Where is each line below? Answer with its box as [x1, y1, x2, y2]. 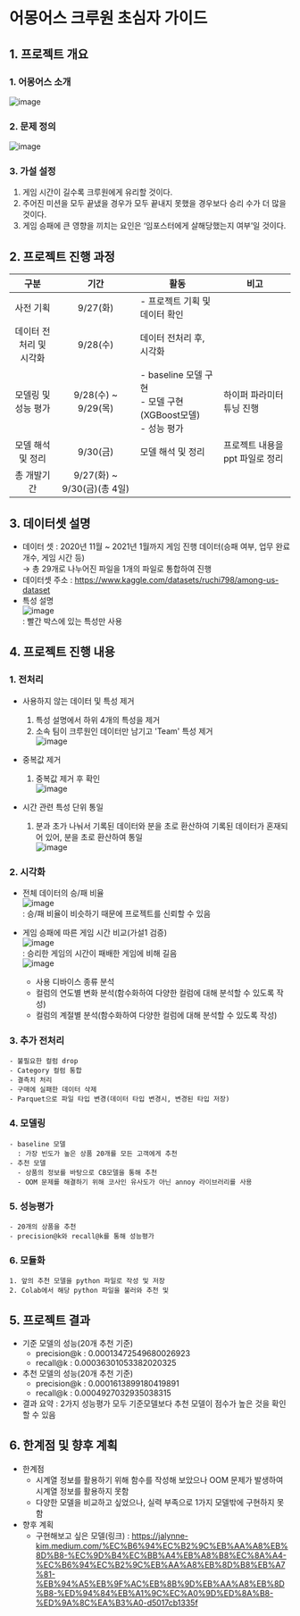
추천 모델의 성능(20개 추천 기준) [21, 1368, 134, 1379]
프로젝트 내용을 [222, 439, 284, 452]
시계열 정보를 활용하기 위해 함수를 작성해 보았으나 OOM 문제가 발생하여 [35, 1474, 284, 1485]
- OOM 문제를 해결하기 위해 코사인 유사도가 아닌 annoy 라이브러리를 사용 [17, 1178, 253, 1187]
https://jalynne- [131, 1530, 189, 1541]
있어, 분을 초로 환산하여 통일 [45, 831, 143, 842]
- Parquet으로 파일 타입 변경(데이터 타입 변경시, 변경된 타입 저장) [9, 1095, 230, 1104]
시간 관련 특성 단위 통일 [21, 801, 104, 812]
